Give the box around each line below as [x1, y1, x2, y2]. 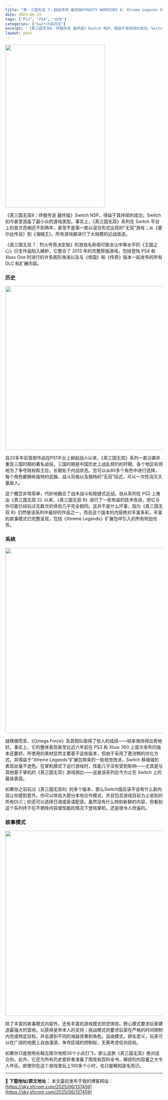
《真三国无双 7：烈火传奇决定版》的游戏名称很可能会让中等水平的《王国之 [5, 242, 158, 247]
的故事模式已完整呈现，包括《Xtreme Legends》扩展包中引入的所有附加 [5, 516, 153, 522]
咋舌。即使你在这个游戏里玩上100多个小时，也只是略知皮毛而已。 [9, 1062, 144, 1068]
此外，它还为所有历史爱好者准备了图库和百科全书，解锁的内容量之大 [18, 1056, 158, 1062]
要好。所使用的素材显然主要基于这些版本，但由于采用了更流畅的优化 [13, 750, 154, 756]
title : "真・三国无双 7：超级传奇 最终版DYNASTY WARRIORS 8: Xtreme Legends [5, 7, 158, 13]
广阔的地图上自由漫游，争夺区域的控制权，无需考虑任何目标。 [13, 1039, 141, 1045]
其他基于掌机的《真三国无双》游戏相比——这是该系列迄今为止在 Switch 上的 [5, 769, 162, 775]
